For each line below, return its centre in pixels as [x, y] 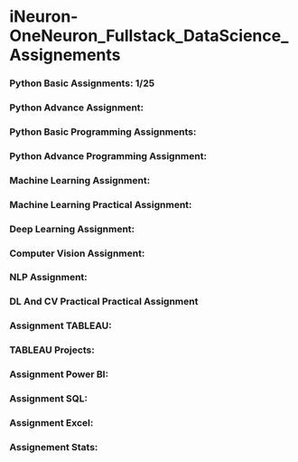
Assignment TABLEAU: [61, 325]
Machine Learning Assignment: [80, 180]
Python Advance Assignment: [77, 108]
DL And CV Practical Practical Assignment [104, 302]
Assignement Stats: [54, 447]
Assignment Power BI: [59, 374]
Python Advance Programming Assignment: [108, 156]
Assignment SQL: [49, 399]
